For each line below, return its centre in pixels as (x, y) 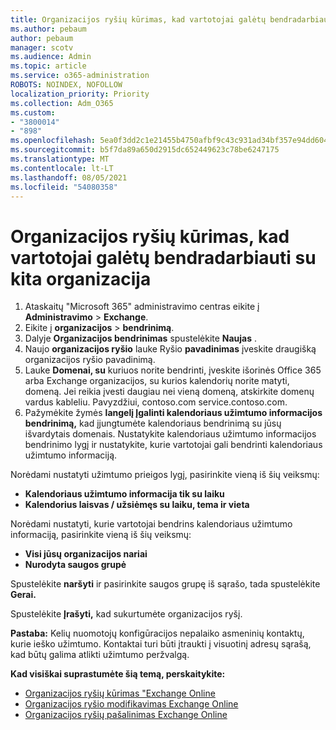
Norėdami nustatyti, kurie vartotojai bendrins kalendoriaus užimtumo (151, 524)
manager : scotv (42, 47)
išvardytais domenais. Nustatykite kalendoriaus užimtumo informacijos (170, 434)
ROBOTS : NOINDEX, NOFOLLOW (66, 85)
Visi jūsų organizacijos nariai (86, 554)
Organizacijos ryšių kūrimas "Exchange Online (120, 693)
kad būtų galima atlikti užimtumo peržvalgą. (100, 655)
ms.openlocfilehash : (53, 141)
